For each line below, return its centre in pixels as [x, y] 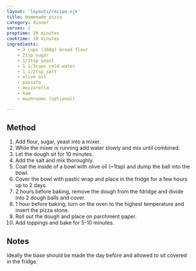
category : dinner [28, 22]
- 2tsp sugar [33, 55]
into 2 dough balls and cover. [50, 198]
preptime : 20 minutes [33, 33]
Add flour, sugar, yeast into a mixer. [58, 142]
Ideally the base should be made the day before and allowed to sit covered [97, 255]
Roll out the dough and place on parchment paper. [76, 216]
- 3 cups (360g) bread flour [53, 50]
